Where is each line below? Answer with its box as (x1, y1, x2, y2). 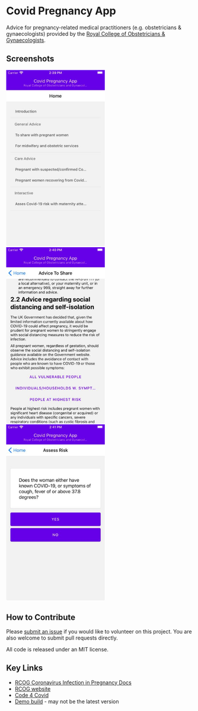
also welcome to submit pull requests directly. (6, 634, 119, 641)
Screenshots (6, 54, 55, 64)
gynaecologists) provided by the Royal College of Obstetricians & (6, 30, 165, 37)
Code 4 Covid (14, 691, 49, 698)
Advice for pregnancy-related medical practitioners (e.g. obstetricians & (6, 24, 182, 31)
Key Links (6, 663, 43, 673)
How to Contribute (6, 612, 76, 622)
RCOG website (14, 685, 51, 692)
